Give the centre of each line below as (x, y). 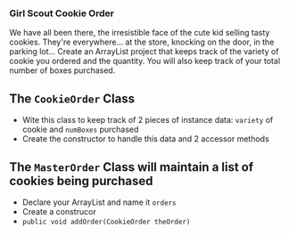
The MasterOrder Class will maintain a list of (132, 167)
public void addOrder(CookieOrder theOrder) (106, 222)
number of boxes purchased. (62, 70)
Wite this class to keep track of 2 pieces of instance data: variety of (148, 120)
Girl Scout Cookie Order (62, 13)
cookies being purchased (81, 181)
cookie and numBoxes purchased (80, 130)
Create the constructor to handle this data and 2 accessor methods (145, 139)
